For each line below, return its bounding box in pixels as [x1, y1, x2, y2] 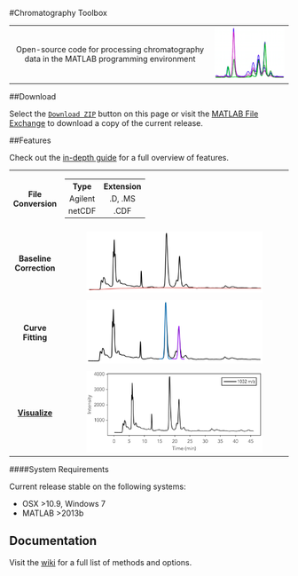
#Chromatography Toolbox [9, 8, 108, 18]
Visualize [17, 407, 53, 418]
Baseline [19, 253, 51, 264]
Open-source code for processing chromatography [16, 43, 205, 54]
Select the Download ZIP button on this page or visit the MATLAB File [9, 108, 259, 119]
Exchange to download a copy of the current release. [9, 117, 204, 128]
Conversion [12, 198, 58, 209]
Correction [14, 262, 56, 273]
